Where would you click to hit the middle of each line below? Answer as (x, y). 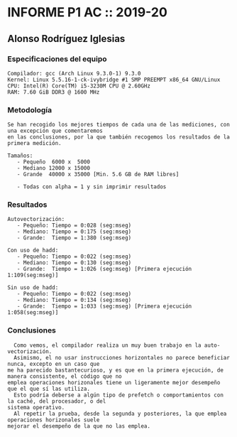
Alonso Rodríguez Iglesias (66, 39)
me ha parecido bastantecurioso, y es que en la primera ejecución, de (115, 370)
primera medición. (34, 144)
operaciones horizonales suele (54, 420)
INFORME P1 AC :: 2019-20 (88, 12)
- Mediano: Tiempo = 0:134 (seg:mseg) (74, 300)
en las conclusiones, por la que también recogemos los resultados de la (119, 137)
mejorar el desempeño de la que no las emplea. (79, 426)
